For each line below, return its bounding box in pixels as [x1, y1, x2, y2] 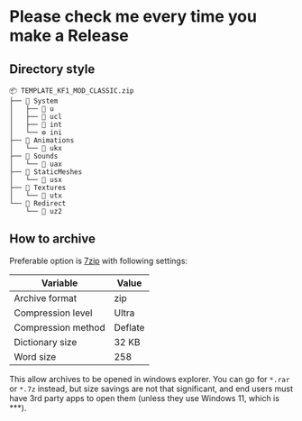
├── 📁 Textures [9, 183, 67, 192]
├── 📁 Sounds [9, 151, 59, 160]
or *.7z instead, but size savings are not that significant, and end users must [9, 383, 294, 394]
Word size [14, 350, 57, 362]
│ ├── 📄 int [9, 120, 63, 129]
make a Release [9, 25, 129, 46]
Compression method [14, 321, 105, 334]
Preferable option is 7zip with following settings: [9, 255, 188, 266]
